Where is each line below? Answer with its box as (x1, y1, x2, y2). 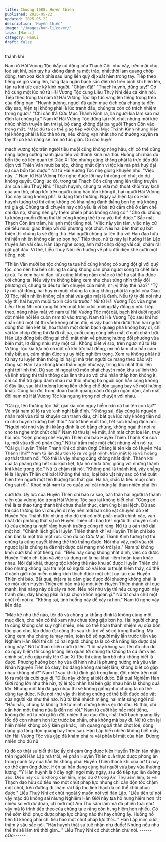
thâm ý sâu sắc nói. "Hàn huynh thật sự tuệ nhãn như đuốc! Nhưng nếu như (5, 822, 160, 828)
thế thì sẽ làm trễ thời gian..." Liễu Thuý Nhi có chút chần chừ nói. (5, 827, 139, 833)
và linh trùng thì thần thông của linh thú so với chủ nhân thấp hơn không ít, (5, 372, 157, 378)
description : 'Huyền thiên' (5, 21, 63, 26)
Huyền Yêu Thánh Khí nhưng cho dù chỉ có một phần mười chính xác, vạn (5, 512, 155, 518)
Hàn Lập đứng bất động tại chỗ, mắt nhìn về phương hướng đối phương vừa (5, 335, 159, 341)
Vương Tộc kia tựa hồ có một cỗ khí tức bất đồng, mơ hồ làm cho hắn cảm (5, 345, 156, 351)
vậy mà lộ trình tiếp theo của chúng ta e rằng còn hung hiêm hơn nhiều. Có (5, 806, 158, 812)
